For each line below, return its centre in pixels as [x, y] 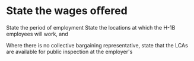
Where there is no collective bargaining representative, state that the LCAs [97, 45]
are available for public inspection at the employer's [69, 52]
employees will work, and [37, 34]
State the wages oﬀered [67, 11]
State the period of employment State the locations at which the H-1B [91, 27]
